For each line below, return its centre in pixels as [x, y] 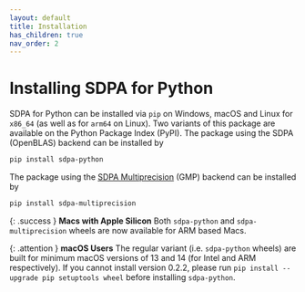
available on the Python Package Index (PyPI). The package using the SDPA [152, 133]
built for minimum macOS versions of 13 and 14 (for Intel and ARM [133, 257]
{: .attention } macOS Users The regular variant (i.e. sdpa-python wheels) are [153, 248]
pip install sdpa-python [56, 160]
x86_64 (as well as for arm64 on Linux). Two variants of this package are [142, 123]
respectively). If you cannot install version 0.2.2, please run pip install [144, 267]
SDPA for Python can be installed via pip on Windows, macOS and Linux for [151, 114]
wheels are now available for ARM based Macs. [158, 230]
